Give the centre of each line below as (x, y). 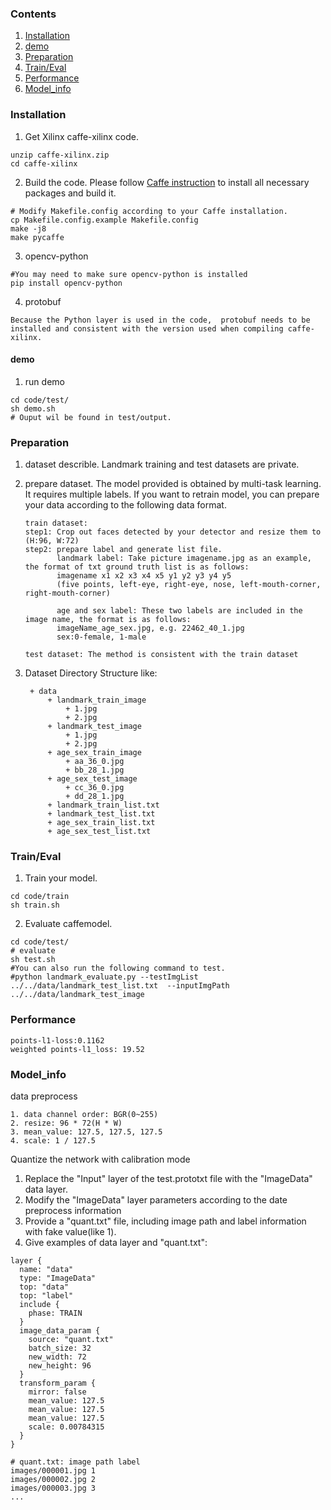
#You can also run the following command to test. (118, 968)
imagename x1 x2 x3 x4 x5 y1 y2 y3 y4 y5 (144, 576)
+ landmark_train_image (97, 700)
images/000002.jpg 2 (53, 1479)
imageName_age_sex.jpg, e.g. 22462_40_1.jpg (150, 628)
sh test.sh (33, 960)
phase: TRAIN (55, 1313)
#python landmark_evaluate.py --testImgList (104, 977)
